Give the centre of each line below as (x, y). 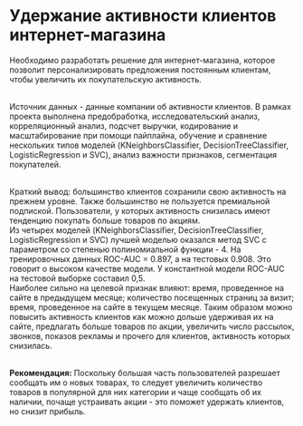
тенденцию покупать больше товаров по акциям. (105, 220)
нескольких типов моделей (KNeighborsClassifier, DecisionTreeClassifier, (149, 145)
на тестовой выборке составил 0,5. (77, 278)
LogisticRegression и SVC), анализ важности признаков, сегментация (143, 154)
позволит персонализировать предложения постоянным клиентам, (140, 70)
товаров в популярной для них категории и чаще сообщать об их (136, 392)
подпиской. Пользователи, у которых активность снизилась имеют (140, 210)
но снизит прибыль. (47, 411)
